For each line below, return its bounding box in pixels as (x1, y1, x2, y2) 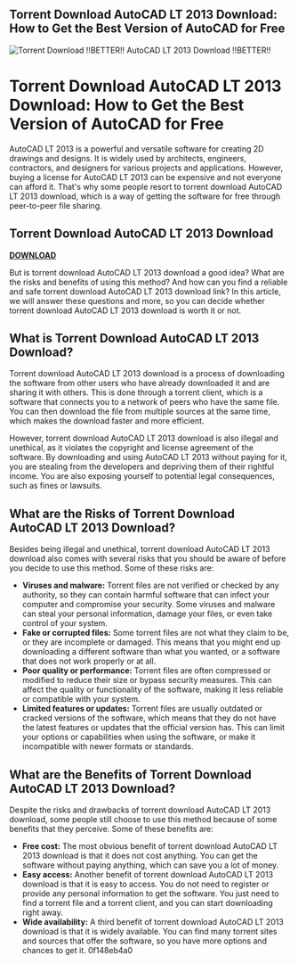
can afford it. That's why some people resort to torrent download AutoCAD (9, 181, 283, 192)
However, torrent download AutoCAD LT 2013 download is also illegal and (9, 433, 278, 444)
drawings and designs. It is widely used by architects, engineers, (9, 152, 247, 163)
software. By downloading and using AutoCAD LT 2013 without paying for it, (9, 452, 287, 463)
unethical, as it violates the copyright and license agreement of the (9, 442, 254, 453)
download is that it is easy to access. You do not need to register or (21, 878, 270, 889)
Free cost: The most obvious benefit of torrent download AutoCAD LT (21, 841, 278, 851)
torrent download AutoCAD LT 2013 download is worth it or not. (9, 305, 242, 316)
